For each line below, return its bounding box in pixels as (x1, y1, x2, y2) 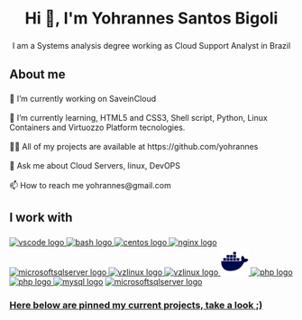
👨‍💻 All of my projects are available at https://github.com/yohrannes (9, 142, 259, 152)
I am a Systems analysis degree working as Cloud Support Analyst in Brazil (12, 41, 291, 51)
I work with (9, 209, 73, 224)
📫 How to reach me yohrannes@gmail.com (9, 180, 171, 191)
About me (9, 67, 66, 82)
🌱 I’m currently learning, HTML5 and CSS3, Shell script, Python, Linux (9, 113, 268, 123)
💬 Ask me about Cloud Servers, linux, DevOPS (9, 160, 181, 171)
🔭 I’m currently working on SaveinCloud (9, 94, 157, 105)
